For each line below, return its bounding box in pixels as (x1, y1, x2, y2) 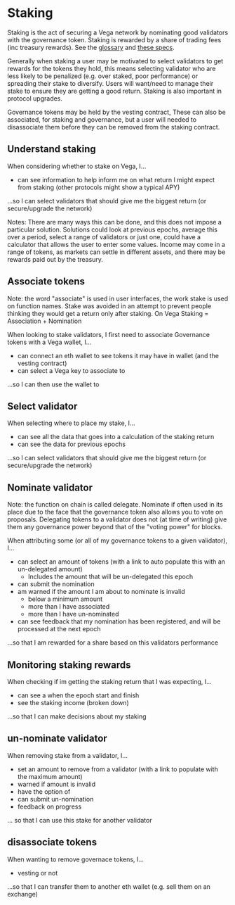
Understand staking (7, 143, 96, 156)
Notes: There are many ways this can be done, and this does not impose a (7, 217, 222, 226)
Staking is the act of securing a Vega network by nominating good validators (7, 28, 229, 37)
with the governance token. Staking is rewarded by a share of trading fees (7, 35, 222, 44)
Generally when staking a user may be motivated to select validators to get (7, 56, 224, 65)
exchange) (7, 890, 39, 898)
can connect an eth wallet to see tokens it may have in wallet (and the (17, 351, 220, 360)
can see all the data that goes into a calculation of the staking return (17, 433, 215, 441)
